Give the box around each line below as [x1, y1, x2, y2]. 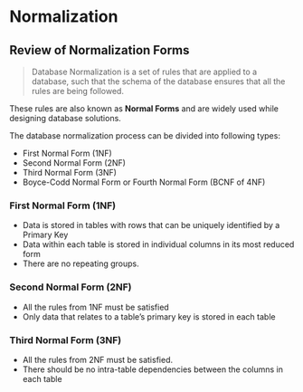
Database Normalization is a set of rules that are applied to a [31, 66, 258, 77]
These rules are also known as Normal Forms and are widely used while [9, 103, 279, 114]
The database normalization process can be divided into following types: [9, 130, 280, 141]
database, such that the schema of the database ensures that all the [31, 76, 286, 87]
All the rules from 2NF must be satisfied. [22, 354, 174, 365]
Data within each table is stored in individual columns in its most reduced [22, 239, 295, 250]
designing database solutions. [9, 113, 122, 123]
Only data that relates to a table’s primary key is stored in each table [22, 311, 276, 322]
